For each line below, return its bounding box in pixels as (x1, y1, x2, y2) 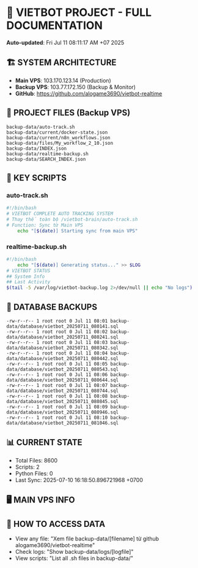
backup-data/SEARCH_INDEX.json (6, 156, 86, 162)
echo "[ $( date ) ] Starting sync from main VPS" (17, 228, 138, 234)
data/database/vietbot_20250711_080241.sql (6, 334, 119, 340)
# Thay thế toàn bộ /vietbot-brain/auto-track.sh (6, 217, 138, 223)
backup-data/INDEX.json (6, 145, 67, 152)
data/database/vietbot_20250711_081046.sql (6, 420, 119, 426)
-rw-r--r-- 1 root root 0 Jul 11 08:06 (6, 371, 108, 378)
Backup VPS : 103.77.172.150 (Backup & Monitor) (15, 83, 136, 91)
